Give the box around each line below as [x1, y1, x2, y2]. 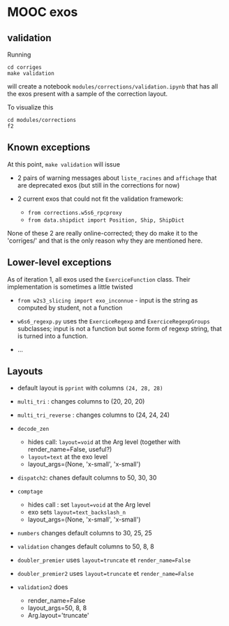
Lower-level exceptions [7, 257, 112, 268]
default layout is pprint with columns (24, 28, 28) [17, 384, 163, 392]
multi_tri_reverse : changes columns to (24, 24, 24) [17, 411, 170, 419]
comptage [17, 489, 43, 496]
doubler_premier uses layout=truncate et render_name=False [17, 556, 191, 565]
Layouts [7, 365, 43, 377]
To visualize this [7, 103, 54, 112]
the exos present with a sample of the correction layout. [7, 90, 168, 98]
